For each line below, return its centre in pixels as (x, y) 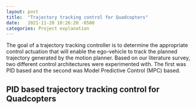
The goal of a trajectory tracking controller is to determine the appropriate (97, 45)
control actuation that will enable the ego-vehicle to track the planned (92, 52)
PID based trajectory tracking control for (83, 89)
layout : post (22, 12)
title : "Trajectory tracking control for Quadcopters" (77, 17)
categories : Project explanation (48, 28)
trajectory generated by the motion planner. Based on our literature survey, (98, 58)
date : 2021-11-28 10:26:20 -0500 (50, 23)
